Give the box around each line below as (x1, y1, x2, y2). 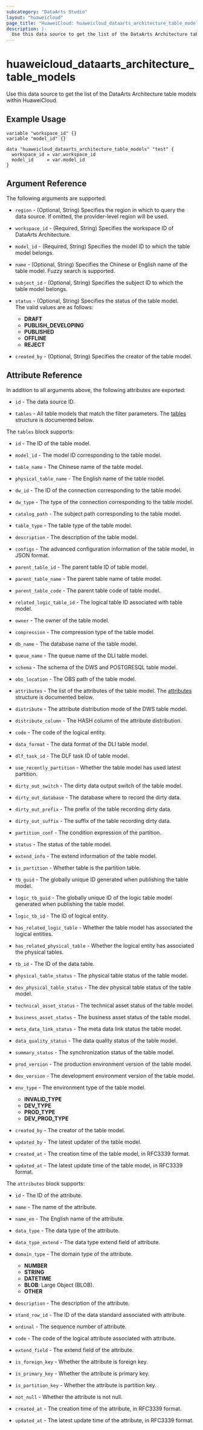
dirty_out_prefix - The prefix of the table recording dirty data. (14, 805, 172, 813)
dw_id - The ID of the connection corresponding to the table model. (14, 487, 182, 494)
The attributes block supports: (6, 1179, 85, 1187)
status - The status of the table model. (14, 841, 112, 848)
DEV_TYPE (24, 1102, 51, 1109)
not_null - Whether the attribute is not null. (14, 1393, 123, 1400)
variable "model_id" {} (6, 136, 66, 142)
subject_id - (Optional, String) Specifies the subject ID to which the (14, 279, 183, 286)
